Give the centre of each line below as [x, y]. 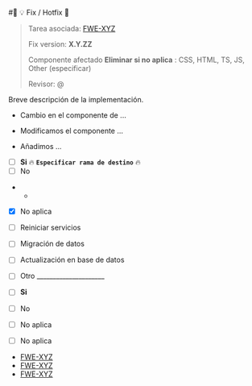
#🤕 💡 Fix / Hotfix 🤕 [39, 12]
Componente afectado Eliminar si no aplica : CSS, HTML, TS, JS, [136, 60]
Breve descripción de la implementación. [76, 100]
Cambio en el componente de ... [73, 115]
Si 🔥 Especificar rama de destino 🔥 [80, 162]
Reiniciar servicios [50, 228]
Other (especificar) [60, 68]
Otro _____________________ [62, 276]
